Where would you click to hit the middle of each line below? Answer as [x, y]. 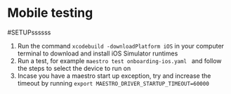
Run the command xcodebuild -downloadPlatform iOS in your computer [121, 46]
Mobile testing [50, 13]
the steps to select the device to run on [74, 68]
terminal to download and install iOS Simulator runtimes [98, 53]
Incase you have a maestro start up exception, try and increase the [114, 76]
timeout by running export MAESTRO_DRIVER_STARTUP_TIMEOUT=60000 [113, 83]
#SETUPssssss [29, 32]
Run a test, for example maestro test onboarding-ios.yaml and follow [120, 60]
